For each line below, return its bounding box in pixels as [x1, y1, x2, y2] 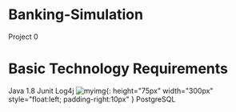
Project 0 [8, 32, 38, 41]
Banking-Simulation [8, 6, 144, 24]
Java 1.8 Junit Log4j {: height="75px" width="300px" [8, 86, 214, 95]
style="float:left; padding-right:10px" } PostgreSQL [8, 94, 176, 104]
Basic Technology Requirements [8, 60, 228, 78]
